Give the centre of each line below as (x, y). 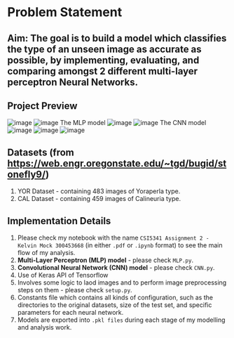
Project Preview (42, 106)
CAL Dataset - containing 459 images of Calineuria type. (99, 199)
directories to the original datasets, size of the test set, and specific (115, 305)
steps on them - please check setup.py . (75, 290)
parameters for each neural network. (70, 313)
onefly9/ (27, 174)
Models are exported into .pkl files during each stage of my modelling (121, 320)
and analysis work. (44, 327)
